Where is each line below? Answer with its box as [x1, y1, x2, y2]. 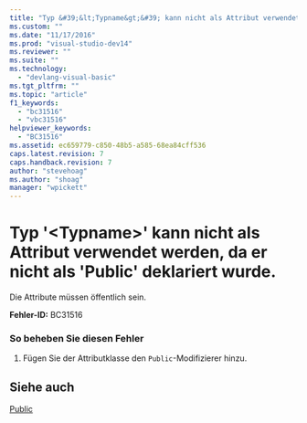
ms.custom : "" [9, 22, 64, 31]
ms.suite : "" [9, 56, 59, 65]
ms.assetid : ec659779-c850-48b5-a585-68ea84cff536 [9, 141, 206, 150]
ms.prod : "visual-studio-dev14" [9, 38, 132, 48]
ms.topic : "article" [9, 90, 89, 99]
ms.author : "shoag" [9, 174, 84, 184]
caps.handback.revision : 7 [9, 157, 112, 167]
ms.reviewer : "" [9, 48, 71, 57]
